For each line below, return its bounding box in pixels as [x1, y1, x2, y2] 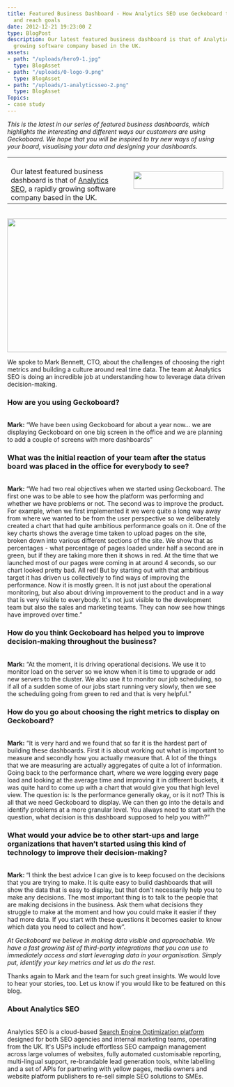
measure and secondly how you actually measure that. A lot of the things [7, 754, 217, 762]
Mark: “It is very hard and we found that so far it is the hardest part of [7, 739, 208, 748]
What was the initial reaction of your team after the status [7, 453, 206, 463]
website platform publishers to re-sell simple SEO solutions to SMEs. [7, 1072, 204, 1080]
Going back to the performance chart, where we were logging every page [7, 769, 219, 777]
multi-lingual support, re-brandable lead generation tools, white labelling [7, 1057, 215, 1065]
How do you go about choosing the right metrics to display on [7, 707, 220, 716]
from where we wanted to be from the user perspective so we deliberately [7, 514, 221, 523]
